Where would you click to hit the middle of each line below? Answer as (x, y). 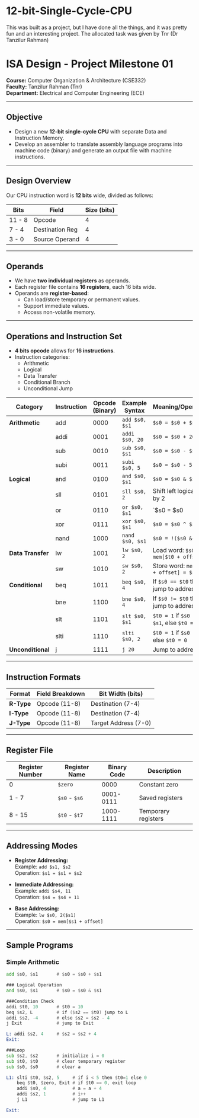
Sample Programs (40, 945)
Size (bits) (100, 210)
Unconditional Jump (48, 388)
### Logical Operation (34, 985)
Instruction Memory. (39, 138)
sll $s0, (134, 492)
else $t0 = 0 (170, 640)
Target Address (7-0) (121, 723)
